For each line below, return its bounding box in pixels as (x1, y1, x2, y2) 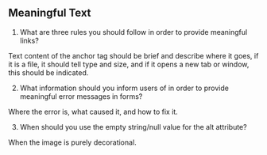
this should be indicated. (8, 67, 89, 77)
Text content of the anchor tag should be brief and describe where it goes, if (8, 51, 259, 60)
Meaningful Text (8, 6, 91, 20)
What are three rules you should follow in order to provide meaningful (19, 27, 248, 36)
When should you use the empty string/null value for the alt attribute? (19, 122, 248, 131)
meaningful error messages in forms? (19, 91, 143, 101)
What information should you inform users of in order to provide (19, 83, 229, 93)
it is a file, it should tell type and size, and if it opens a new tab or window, (8, 59, 250, 69)
